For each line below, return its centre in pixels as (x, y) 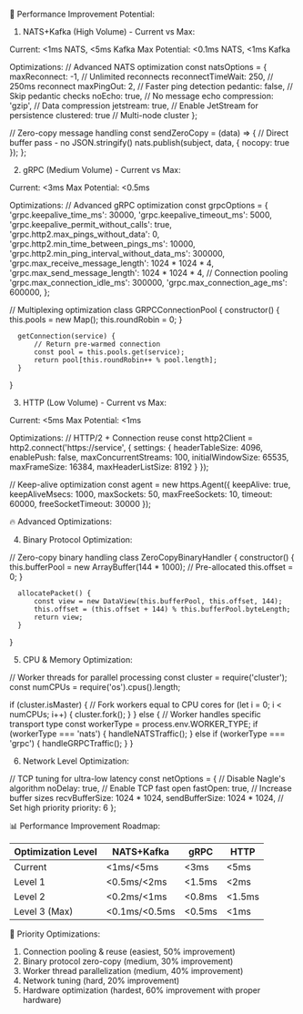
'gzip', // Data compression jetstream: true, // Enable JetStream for (134, 106)
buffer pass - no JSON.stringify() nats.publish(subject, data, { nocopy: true (149, 142)
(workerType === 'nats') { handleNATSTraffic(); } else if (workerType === (147, 734)
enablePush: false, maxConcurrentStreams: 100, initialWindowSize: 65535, (149, 457)
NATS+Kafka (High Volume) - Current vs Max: (109, 31)
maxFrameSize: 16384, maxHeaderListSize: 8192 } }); (109, 467)
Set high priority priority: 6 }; (63, 807)
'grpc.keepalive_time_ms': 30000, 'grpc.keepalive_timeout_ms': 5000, (141, 215)
